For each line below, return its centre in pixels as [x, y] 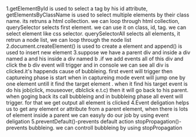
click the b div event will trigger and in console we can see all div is [88, 65]
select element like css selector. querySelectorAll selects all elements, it [93, 34]
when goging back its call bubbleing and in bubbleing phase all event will [95, 96]
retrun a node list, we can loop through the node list [69, 40]
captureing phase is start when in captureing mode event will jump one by [96, 77]
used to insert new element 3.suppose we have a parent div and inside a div [98, 52]
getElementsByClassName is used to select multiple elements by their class [98, 15]
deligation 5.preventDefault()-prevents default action [70, 121]
